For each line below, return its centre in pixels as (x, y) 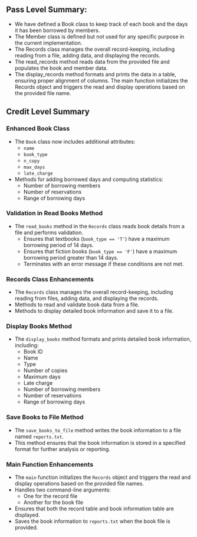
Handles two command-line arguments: (63, 490)
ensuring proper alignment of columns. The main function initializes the (101, 80)
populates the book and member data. (61, 68)
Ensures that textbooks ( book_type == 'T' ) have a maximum (96, 238)
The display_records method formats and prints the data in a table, (96, 74)
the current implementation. (48, 43)
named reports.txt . (39, 436)
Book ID (33, 352)
